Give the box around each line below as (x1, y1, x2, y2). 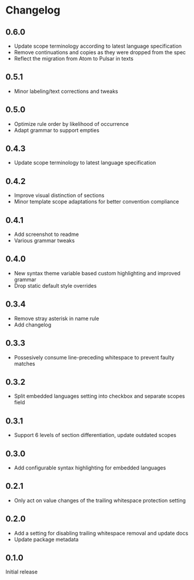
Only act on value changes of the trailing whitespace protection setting (14, 496, 186, 504)
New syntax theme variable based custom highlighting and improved (14, 269, 180, 276)
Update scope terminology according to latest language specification (14, 42, 182, 49)
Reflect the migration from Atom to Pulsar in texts (14, 55, 133, 62)
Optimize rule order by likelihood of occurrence (14, 120, 129, 127)
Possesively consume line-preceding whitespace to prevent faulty (14, 354, 175, 361)
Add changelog (14, 321, 52, 328)
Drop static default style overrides (14, 282, 97, 289)
